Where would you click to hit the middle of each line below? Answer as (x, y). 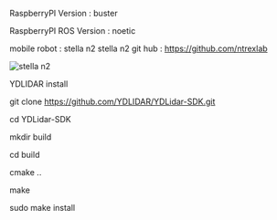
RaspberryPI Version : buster (64, 13)
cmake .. (26, 172)
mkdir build (31, 137)
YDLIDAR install (39, 84)
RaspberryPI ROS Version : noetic (73, 31)
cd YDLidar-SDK (40, 119)
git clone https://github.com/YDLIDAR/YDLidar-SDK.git (112, 101)
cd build (25, 155)
